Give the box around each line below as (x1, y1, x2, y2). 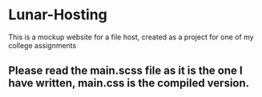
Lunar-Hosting (8, 6, 108, 24)
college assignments (8, 40, 77, 50)
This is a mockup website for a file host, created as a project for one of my (8, 32, 254, 42)
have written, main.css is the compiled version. (8, 76, 250, 90)
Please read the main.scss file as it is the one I (8, 64, 243, 78)
